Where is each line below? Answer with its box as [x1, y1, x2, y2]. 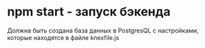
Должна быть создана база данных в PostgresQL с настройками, [7, 26, 199, 34]
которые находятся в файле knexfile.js [7, 33, 120, 41]
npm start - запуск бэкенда [7, 4, 171, 20]
